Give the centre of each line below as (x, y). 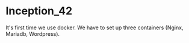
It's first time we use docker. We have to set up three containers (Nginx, (94, 27)
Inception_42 (39, 11)
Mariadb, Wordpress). (33, 33)
